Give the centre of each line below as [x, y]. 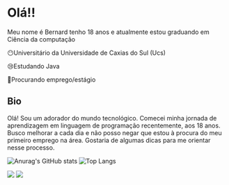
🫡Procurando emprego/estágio [52, 79]
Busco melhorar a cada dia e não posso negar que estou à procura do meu [114, 132]
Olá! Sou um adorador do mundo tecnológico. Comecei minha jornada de [112, 118]
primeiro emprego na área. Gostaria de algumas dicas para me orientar [109, 140]
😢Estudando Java [34, 66]
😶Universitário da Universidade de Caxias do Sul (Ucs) [86, 53]
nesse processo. [31, 148]
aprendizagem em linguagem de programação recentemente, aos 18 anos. [114, 125]
